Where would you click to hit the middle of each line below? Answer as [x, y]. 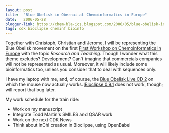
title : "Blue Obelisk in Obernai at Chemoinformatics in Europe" [76, 15]
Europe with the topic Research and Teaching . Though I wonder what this [81, 54]
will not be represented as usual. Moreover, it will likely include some [76, 64]
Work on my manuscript [37, 109]
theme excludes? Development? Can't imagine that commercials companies [84, 59]
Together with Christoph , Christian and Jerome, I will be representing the [81, 43]
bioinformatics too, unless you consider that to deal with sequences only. [81, 70]
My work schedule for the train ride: [42, 100]
